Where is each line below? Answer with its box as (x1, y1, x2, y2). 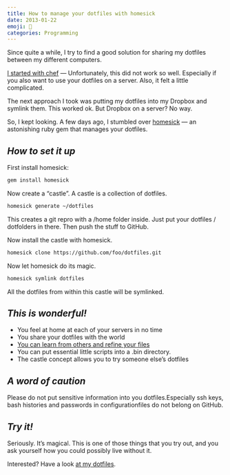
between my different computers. (7, 56, 102, 64)
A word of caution (7, 375, 86, 387)
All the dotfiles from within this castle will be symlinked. (7, 287, 165, 295)
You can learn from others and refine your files (17, 340, 150, 349)
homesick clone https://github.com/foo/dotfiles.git (7, 249, 162, 256)
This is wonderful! (7, 307, 87, 319)
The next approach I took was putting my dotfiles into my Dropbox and (7, 97, 207, 106)
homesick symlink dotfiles (7, 275, 85, 282)
